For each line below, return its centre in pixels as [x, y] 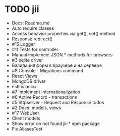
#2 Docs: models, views [36, 108]
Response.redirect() [32, 39]
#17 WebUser [26, 113]
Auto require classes [33, 28]
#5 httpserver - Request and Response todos [58, 102]
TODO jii [22, 9]
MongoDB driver [29, 81]
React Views [25, 76]
